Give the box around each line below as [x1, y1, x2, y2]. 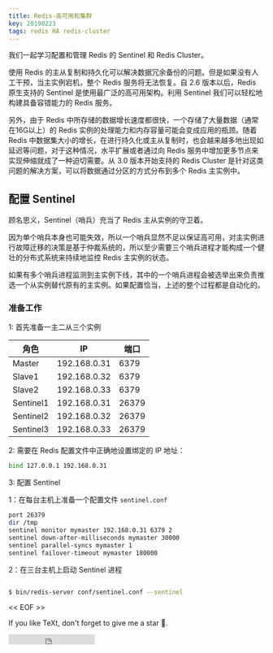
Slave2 [12, 384, 39, 396]
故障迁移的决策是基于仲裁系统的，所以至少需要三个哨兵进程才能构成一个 [15, 243, 258, 253]
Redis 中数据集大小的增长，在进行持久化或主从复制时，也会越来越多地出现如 [8, 136, 264, 145]
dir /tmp [8, 519, 38, 527]
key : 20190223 [8, 19, 57, 28]
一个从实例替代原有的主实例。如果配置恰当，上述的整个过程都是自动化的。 [15, 280, 265, 290]
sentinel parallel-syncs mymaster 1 [8, 541, 132, 549]
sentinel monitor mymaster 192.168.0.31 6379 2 [8, 526, 173, 534]
